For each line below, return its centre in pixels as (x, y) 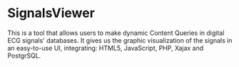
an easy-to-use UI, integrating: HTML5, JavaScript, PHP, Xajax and (106, 48)
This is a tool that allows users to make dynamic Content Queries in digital (116, 33)
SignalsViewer (51, 13)
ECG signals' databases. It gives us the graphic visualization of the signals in (120, 40)
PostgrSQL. (24, 56)
